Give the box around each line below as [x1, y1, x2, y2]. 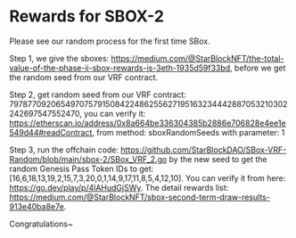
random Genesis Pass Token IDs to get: [9, 163, 154, 174]
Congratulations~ [9, 218, 74, 229]
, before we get [230, 62, 286, 73]
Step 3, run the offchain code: [9, 144, 119, 155]
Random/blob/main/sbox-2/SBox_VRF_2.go [9, 153, 168, 164]
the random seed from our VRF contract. [9, 71, 159, 82]
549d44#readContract [9, 127, 93, 137]
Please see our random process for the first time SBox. [9, 36, 211, 46]
